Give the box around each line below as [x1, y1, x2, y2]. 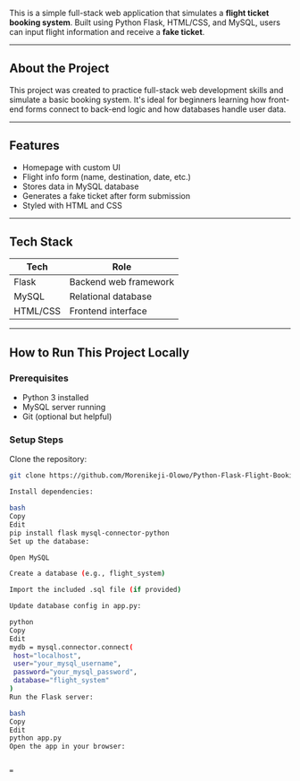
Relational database [69, 290, 153, 303]
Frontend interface [69, 305, 147, 317]
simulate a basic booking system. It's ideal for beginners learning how [9, 94, 267, 105]
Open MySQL [9, 553, 50, 562]
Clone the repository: [9, 454, 87, 465]
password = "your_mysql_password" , [12, 667, 138, 677]
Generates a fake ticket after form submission [21, 190, 190, 201]
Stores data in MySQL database [21, 181, 139, 192]
